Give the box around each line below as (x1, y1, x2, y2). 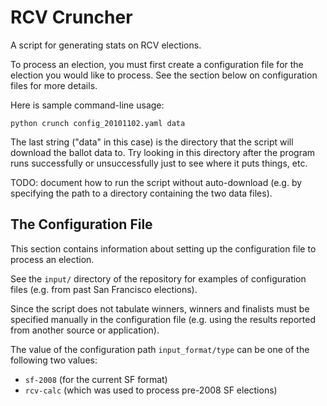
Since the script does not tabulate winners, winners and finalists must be (10, 302, 310, 315)
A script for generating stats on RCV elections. (10, 39, 202, 51)
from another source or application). (10, 324, 160, 336)
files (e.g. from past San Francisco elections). (10, 283, 198, 295)
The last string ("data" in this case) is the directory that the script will (10, 136, 294, 148)
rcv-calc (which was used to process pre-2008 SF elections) (24, 384, 278, 396)
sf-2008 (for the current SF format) (24, 373, 168, 385)
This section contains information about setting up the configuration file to (10, 242, 317, 255)
